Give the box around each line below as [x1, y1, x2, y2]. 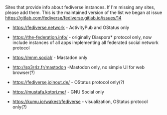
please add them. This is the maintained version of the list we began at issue [5, 9, 163, 15]
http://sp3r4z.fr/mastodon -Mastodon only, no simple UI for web [12, 64, 145, 70]
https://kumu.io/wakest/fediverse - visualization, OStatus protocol [12, 98, 148, 104]
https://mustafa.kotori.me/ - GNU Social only [12, 89, 105, 94]
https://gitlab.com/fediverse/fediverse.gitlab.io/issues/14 [5, 15, 122, 20]
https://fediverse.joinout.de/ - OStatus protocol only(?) [12, 79, 125, 85]
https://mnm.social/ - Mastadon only [12, 54, 88, 60]
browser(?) [12, 69, 35, 75]
